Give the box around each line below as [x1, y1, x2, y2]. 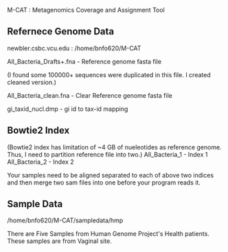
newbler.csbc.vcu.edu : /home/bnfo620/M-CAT [7, 44, 141, 52]
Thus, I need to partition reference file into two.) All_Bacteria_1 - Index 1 [7, 150, 208, 158]
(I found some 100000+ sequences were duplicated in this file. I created [7, 70, 211, 78]
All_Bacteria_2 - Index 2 [7, 158, 74, 166]
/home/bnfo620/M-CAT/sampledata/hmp [7, 216, 124, 224]
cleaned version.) [7, 78, 57, 86]
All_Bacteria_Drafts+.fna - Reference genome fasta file [7, 57, 162, 65]
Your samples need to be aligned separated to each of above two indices [7, 171, 214, 179]
